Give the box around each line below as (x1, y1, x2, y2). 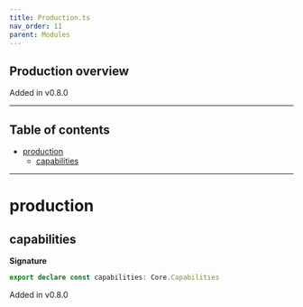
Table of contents (9, 122, 110, 137)
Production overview (9, 63, 129, 79)
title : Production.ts (9, 13, 91, 23)
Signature (9, 256, 48, 266)
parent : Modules (9, 30, 70, 39)
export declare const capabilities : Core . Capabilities (9, 273, 220, 282)
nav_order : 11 (9, 22, 63, 31)
